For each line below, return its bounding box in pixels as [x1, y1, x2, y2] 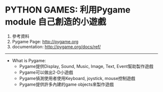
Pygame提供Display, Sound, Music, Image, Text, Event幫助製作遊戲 [19, 63, 154, 69]
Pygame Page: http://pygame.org [12, 39, 79, 44]
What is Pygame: [12, 57, 46, 63]
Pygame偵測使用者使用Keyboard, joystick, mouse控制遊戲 [19, 75, 136, 81]
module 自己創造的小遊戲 [5, 16, 106, 27]
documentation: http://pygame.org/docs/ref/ [12, 44, 101, 50]
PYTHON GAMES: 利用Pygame [5, 4, 131, 15]
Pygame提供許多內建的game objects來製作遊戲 [19, 81, 114, 87]
